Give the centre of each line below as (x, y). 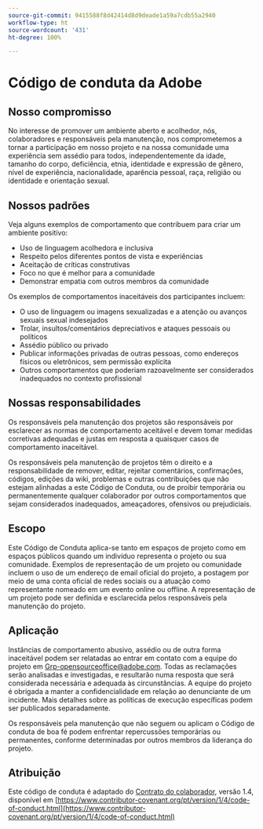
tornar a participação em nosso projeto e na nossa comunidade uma (119, 148)
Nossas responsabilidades (75, 403)
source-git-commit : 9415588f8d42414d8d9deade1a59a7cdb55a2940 (112, 15)
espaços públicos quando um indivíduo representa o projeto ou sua (117, 556)
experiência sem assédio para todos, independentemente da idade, (117, 156)
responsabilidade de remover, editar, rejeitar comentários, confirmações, (126, 470)
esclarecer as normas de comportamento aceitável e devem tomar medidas (130, 430)
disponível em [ (33, 800)
